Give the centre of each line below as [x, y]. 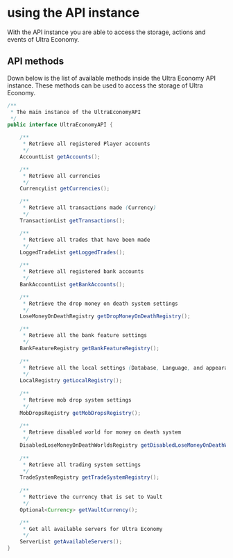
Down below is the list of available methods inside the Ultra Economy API [112, 78]
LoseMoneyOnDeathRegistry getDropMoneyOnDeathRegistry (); [105, 317]
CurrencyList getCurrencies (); [65, 189]
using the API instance [74, 13]
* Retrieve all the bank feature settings [85, 336]
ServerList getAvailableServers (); [71, 542]
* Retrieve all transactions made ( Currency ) [89, 208]
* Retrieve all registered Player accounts [86, 144]
